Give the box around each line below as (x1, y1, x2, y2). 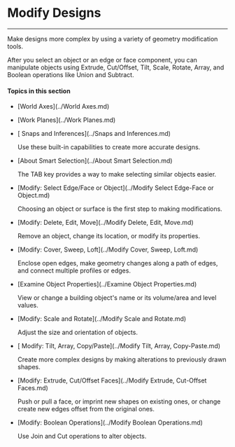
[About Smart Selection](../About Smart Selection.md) (17, 156, 173, 165)
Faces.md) (17, 384, 49, 392)
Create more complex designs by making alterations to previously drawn (17, 355, 227, 364)
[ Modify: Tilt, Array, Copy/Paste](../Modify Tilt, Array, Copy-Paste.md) (17, 342, 221, 350)
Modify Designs (7, 5, 101, 21)
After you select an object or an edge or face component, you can (7, 55, 198, 64)
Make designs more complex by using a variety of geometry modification (7, 34, 218, 43)
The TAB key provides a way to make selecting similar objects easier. (17, 170, 217, 179)
